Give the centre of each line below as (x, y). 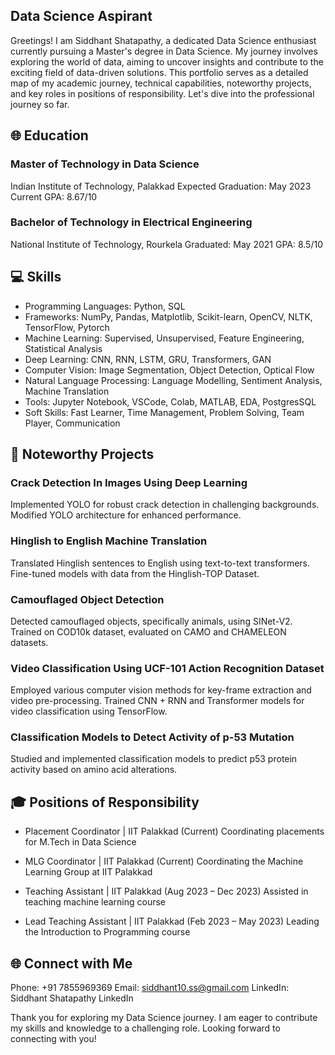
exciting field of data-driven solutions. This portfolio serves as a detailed (159, 72)
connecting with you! (53, 1039)
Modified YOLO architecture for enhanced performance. (126, 515)
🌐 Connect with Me (71, 963)
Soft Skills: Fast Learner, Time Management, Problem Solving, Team (164, 412)
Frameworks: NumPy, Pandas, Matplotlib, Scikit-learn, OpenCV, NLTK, (168, 316)
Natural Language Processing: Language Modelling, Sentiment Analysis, (173, 380)
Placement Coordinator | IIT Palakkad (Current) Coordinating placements (174, 831)
